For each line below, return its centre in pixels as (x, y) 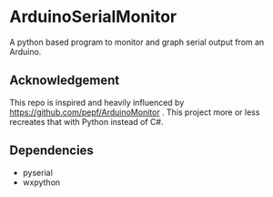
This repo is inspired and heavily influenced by (97, 102)
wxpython (41, 182)
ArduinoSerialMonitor (93, 17)
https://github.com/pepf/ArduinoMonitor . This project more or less (135, 112)
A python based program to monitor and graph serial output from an (137, 42)
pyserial (37, 172)
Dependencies (51, 151)
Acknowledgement (65, 81)
